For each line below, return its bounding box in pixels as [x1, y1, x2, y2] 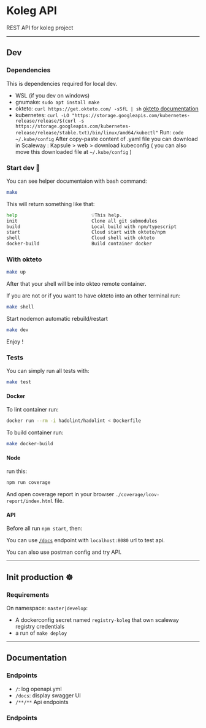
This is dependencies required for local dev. [6, 80, 118, 87]
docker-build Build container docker [6, 240, 152, 247]
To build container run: [6, 429, 64, 436]
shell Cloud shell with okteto [6, 235, 155, 241]
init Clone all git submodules [6, 218, 158, 224]
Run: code [159, 128, 184, 136]
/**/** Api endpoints [15, 698, 69, 705]
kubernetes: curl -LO [15, 111, 69, 118]
